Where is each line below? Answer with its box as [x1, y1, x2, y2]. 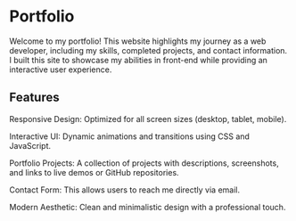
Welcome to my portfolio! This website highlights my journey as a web [9, 36, 267, 46]
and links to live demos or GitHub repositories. [9, 167, 180, 177]
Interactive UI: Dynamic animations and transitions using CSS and [9, 131, 250, 142]
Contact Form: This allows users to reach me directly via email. [9, 184, 241, 195]
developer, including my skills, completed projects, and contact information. [9, 45, 288, 55]
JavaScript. [9, 140, 52, 151]
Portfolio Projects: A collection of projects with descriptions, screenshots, [9, 158, 279, 168]
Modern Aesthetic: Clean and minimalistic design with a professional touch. [9, 201, 286, 212]
